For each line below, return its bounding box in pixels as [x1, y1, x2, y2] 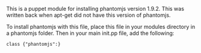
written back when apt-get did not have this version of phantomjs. [6, 11, 171, 19]
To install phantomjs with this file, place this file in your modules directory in [6, 23, 196, 30]
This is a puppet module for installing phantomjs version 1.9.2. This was [6, 5, 185, 12]
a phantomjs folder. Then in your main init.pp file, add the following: [6, 30, 174, 37]
